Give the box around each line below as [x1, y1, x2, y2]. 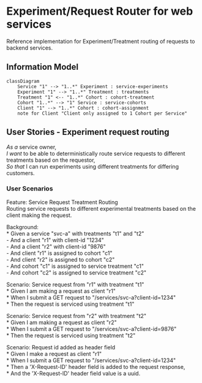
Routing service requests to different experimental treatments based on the [6, 205, 196, 212]
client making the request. [6, 211, 72, 219]
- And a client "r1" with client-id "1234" [6, 236, 104, 243]
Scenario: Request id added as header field [6, 343, 116, 351]
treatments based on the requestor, [6, 156, 95, 164]
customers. [6, 169, 35, 176]
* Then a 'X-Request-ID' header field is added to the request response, [6, 363, 185, 370]
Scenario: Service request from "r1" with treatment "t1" [6, 281, 144, 288]
